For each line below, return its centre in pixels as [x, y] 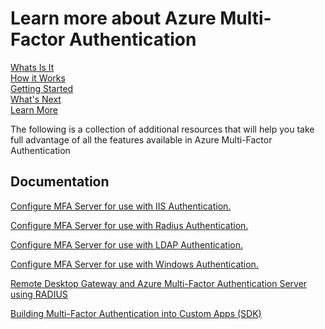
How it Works [38, 78]
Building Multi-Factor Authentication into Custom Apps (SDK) [136, 313]
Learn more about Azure [113, 18]
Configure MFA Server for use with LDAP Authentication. [127, 244]
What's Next [36, 99]
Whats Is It [32, 67]
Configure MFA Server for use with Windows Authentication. [134, 264]
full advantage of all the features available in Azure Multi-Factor [141, 139]
